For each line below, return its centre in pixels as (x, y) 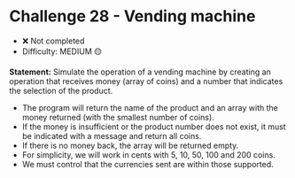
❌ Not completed (53, 41)
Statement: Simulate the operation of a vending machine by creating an (140, 72)
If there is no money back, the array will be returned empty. (130, 145)
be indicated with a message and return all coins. (112, 135)
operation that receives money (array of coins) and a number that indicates (146, 81)
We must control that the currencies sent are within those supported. (148, 164)
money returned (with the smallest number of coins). (118, 117)
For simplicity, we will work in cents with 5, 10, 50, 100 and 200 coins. (149, 155)
